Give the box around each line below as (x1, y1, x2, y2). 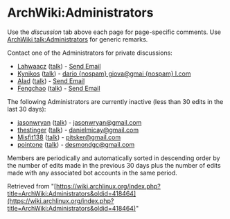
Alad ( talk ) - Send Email (17, 76, 85, 85)
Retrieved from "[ (7, 182, 57, 190)
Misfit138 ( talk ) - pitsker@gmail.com (17, 133, 121, 141)
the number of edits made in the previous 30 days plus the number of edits (7, 161, 221, 169)
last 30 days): (7, 105, 46, 113)
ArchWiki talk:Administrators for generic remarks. (7, 35, 148, 43)
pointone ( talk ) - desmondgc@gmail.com (17, 140, 135, 148)
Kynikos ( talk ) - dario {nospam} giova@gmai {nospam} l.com (17, 69, 191, 78)
